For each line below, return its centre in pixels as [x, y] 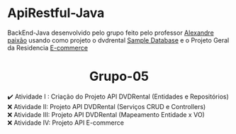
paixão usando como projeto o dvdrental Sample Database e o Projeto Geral [118, 40]
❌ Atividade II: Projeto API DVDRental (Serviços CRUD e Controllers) [107, 106]
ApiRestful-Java [56, 13]
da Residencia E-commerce [48, 48]
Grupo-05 [119, 77]
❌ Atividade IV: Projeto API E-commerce [66, 123]
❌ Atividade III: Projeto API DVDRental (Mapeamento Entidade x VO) [106, 114]
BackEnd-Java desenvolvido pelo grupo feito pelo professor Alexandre [111, 33]
